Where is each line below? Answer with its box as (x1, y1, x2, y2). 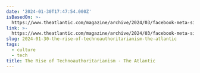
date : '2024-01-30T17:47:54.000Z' (6, 8, 92, 15)
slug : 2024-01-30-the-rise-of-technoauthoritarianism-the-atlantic (6, 36, 177, 42)
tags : (6, 42, 20, 48)
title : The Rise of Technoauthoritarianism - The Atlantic (6, 58, 156, 64)
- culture (11, 47, 36, 53)
